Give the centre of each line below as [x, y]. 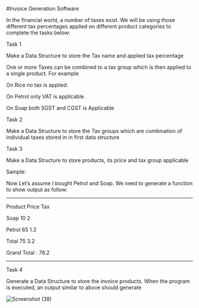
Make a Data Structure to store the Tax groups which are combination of [94, 131]
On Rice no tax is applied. [37, 85]
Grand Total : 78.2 [28, 253]
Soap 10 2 [18, 218]
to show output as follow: [37, 190]
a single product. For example [42, 73]
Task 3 [14, 149]
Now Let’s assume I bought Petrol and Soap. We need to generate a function [99, 183]
